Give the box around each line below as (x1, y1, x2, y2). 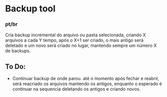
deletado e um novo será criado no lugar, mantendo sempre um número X (5, 43, 157, 49)
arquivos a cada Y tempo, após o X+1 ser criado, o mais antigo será (5, 37, 144, 43)
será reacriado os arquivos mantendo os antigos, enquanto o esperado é (12, 81, 162, 87)
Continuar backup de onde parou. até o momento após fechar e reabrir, (12, 76, 160, 82)
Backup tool (5, 3, 56, 14)
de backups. (5, 48, 31, 54)
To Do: (5, 62, 26, 71)
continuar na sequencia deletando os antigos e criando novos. (12, 86, 141, 92)
